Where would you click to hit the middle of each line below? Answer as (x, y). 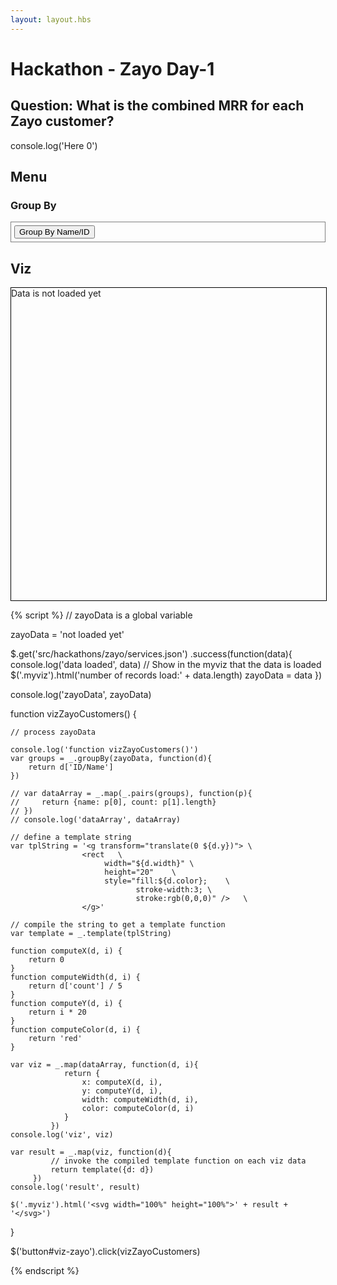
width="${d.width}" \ (149, 864)
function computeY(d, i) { (66, 1004)
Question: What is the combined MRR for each (157, 106)
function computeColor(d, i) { (75, 1030)
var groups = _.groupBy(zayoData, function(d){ (111, 759)
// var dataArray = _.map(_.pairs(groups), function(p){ (131, 794)
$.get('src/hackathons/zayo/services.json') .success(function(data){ (151, 654)
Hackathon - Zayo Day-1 (112, 68)
